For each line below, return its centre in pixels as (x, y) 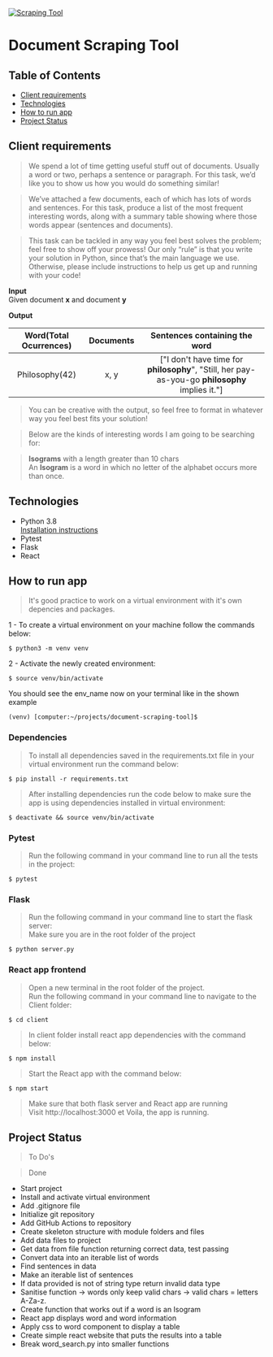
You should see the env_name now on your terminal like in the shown (124, 694)
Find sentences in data (58, 1266)
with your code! (54, 275)
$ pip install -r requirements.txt (69, 779)
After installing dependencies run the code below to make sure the (140, 794)
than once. (46, 476)
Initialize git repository (57, 1215)
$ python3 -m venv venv (49, 649)
